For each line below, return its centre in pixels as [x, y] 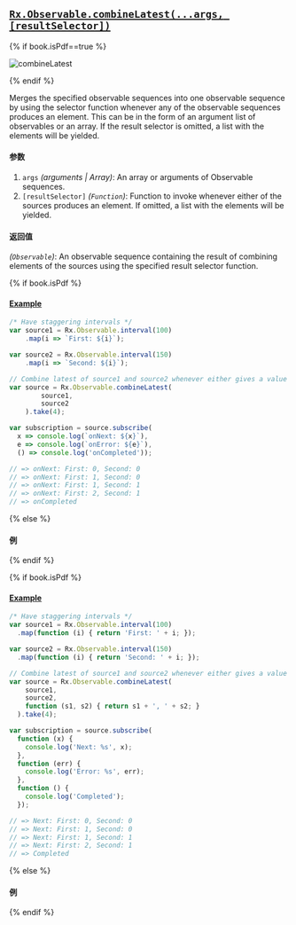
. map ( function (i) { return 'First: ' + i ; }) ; [107, 633]
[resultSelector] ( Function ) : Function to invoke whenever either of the [152, 196]
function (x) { [45, 739]
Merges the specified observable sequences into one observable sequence [147, 98]
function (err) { [49, 764]
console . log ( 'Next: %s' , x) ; [79, 747]
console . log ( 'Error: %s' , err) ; [85, 772]
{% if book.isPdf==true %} [58, 46]
